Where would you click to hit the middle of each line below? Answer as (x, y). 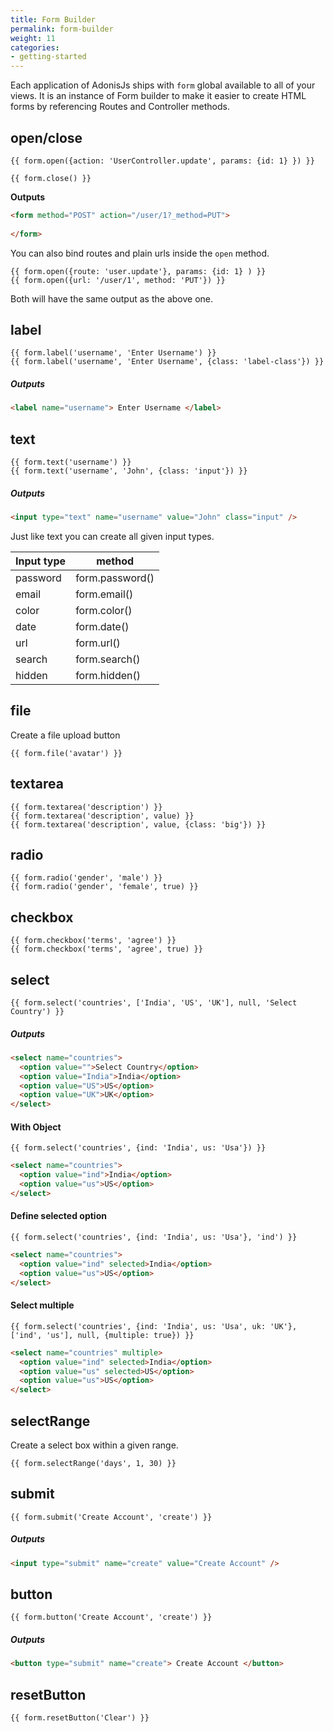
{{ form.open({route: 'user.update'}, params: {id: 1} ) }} (138, 271)
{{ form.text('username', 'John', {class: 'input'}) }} (129, 471)
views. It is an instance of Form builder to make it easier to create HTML (158, 96)
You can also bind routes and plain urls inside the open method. (140, 253)
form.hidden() (108, 675)
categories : (35, 47)
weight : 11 (33, 38)
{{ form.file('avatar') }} (66, 753)
